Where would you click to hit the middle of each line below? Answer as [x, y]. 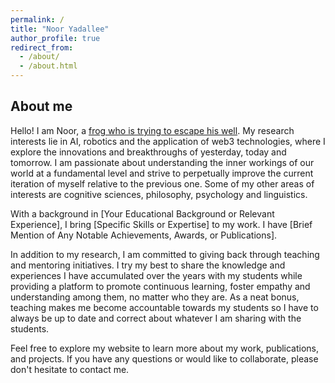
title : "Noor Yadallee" [60, 29]
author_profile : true [55, 38]
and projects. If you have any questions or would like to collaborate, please [164, 358]
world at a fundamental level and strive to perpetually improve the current [162, 173]
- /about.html [48, 66]
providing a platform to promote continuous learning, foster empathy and [160, 286]
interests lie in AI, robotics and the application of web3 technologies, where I [168, 141]
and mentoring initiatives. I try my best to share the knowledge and [148, 265]
